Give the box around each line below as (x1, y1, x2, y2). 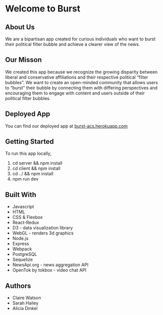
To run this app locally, (5, 150, 52, 157)
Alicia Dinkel (12, 306, 38, 312)
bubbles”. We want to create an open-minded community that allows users (5, 79, 158, 85)
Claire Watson (12, 295, 41, 301)
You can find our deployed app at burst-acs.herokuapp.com (5, 123, 128, 129)
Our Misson (5, 56, 42, 64)
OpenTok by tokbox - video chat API (12, 267, 87, 273)
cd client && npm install (12, 165, 61, 172)
